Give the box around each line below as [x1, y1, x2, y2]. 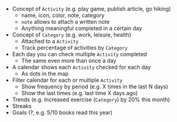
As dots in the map [21, 70, 69, 77]
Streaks [12, 102, 32, 109]
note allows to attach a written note [21, 18, 110, 25]
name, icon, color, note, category [21, 12, 105, 19]
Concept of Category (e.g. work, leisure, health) [12, 31, 131, 38]
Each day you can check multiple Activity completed [12, 51, 148, 57]
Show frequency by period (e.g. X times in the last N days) [21, 83, 168, 90]
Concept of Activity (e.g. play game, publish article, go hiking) [12, 5, 171, 12]
